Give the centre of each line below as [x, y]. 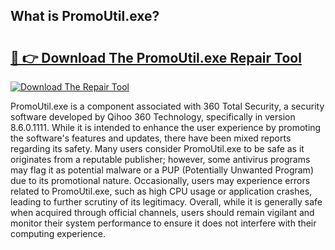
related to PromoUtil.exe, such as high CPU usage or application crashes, [161, 191]
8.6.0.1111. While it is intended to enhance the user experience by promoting [166, 127]
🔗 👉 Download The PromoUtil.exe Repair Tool [156, 57]
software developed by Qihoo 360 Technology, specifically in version [153, 117]
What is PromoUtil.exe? [85, 16]
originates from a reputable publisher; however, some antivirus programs [160, 159]
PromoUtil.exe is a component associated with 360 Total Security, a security [167, 106]
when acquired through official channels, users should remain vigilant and [162, 212]
